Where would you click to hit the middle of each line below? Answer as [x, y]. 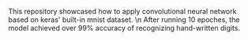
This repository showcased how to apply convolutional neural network [122, 11]
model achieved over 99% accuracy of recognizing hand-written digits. [124, 28]
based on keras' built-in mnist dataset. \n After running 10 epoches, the [124, 20]
